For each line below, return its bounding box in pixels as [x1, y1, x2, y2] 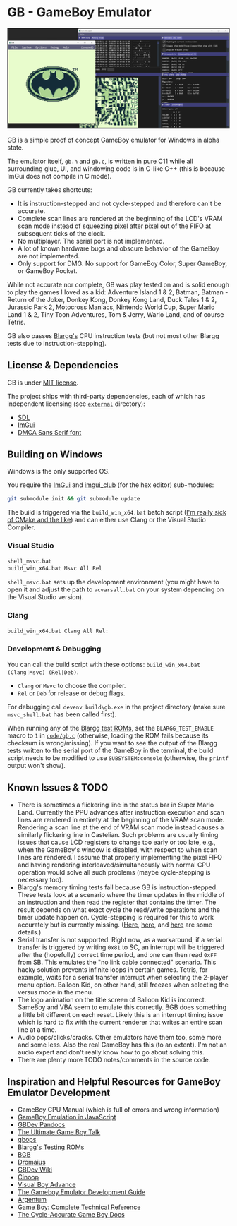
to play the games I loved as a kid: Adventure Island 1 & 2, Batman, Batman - [7, 287, 229, 296]
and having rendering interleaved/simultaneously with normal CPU [17, 860, 211, 869]
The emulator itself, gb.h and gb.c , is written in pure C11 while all [7, 157, 194, 165]
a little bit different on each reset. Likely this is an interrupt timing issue [17, 1010, 224, 1018]
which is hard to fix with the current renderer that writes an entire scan [17, 1018, 224, 1026]
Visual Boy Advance [17, 1180, 76, 1189]
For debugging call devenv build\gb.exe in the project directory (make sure [7, 702, 226, 711]
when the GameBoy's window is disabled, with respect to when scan [17, 845, 218, 854]
